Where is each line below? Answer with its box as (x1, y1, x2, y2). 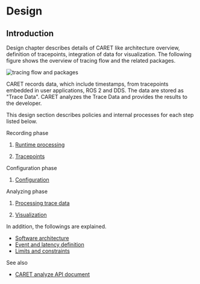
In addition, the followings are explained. (6, 223, 107, 230)
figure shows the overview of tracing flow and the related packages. (6, 57, 176, 64)
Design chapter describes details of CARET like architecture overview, (6, 44, 180, 51)
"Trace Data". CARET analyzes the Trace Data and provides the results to (6, 93, 188, 100)
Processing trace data (14, 200, 70, 206)
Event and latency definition (14, 241, 84, 248)
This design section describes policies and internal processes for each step (6, 112, 194, 118)
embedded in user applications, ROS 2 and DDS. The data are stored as (6, 87, 184, 94)
